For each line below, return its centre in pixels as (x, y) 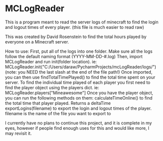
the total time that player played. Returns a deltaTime (58, 103)
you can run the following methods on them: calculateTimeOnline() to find (79, 98)
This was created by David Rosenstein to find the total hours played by (76, 37)
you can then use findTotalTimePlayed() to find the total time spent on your (80, 77)
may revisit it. (18, 133)
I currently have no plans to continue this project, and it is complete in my (79, 123)
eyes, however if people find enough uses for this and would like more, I (77, 128)
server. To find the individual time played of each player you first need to (78, 82)
